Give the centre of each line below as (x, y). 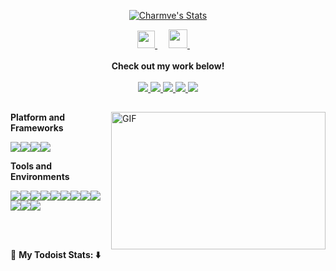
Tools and (31, 166)
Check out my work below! (168, 66)
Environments (40, 177)
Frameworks (37, 128)
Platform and (38, 117)
